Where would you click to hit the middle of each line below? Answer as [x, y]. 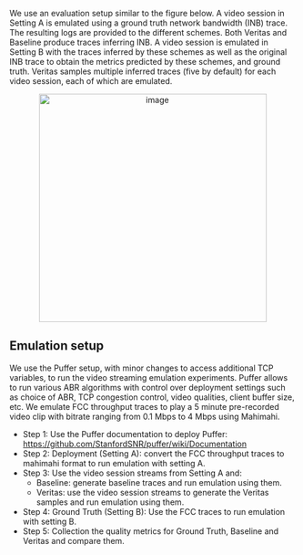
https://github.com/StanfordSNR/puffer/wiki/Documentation [135, 444]
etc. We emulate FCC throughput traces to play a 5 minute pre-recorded [145, 406]
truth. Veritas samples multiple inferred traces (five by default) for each [143, 71]
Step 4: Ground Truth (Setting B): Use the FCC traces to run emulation [154, 511]
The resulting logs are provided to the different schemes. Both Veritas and [148, 32]
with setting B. [50, 521]
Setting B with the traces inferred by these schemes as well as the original [148, 52]
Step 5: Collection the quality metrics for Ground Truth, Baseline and [151, 531]
